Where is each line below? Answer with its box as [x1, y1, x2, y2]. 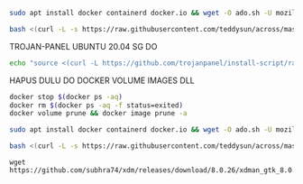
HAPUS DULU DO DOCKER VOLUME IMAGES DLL [9, 75, 196, 86]
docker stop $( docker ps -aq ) [9, 92, 124, 101]
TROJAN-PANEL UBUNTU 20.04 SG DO [9, 41, 158, 51]
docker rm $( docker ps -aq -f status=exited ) [9, 100, 183, 110]
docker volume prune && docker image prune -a [9, 109, 188, 118]
